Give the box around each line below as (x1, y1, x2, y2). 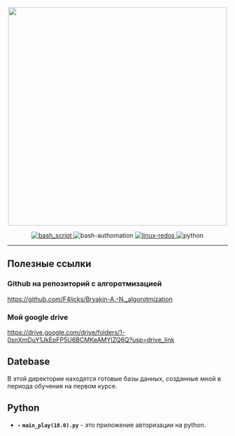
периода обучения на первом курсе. (7, 381, 117, 390)
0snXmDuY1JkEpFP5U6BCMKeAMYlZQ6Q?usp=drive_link (7, 335, 175, 344)
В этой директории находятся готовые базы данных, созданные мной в (7, 374, 222, 383)
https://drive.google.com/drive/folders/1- (7, 328, 126, 336)
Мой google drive (7, 312, 69, 322)
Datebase (7, 356, 50, 368)
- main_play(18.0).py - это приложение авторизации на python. (17, 421, 206, 429)
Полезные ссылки (7, 258, 92, 270)
